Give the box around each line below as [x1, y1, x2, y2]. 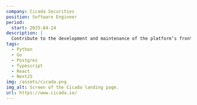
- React [11, 68, 30, 74]
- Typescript [11, 62, 43, 69]
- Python [11, 47, 33, 52]
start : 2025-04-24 [11, 24, 57, 31]
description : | [6, 30, 43, 36]
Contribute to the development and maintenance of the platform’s [11, 36, 177, 41]
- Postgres [11, 57, 38, 63]
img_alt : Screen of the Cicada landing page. [6, 85, 119, 90]
